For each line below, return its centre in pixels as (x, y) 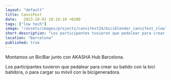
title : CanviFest (24, 15)
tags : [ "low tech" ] (26, 24)
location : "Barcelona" (29, 38)
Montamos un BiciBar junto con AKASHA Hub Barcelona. (65, 57)
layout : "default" (25, 10)
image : (12, 29)
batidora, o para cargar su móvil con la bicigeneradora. (63, 72)
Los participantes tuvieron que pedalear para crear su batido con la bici (80, 66)
